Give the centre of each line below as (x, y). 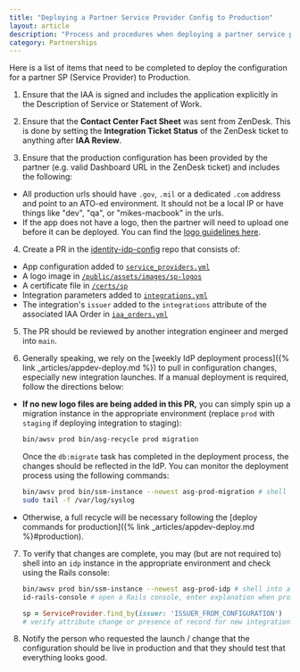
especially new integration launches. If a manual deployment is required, (155, 377)
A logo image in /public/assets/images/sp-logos (112, 276)
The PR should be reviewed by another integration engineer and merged (155, 332)
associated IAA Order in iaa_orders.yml (95, 315)
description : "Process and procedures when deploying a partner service (147, 34)
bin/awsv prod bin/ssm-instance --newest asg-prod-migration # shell (154, 492)
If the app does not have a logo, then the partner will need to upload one (155, 223)
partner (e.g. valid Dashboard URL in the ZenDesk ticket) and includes (151, 167)
